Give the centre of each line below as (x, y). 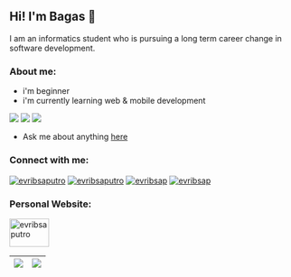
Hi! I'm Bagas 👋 (53, 17)
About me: (33, 71)
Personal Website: (51, 204)
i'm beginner (46, 91)
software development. (52, 48)
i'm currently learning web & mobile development (114, 101)
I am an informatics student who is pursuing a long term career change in (146, 38)
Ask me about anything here (75, 137)
